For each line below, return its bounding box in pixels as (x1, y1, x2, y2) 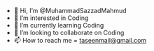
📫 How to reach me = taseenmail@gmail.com (13, 37, 147, 44)
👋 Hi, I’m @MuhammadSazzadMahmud (13, 7, 127, 14)
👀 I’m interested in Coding (13, 14, 89, 22)
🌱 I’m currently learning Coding (13, 21, 104, 29)
